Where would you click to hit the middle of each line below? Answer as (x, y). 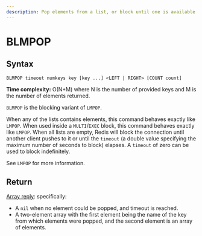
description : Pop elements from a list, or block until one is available (101, 12)
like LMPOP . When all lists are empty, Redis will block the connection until (95, 132)
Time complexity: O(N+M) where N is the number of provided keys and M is (101, 89)
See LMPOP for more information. (46, 163)
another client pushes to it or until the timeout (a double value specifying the (101, 138)
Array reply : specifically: (36, 197)
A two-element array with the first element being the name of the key (101, 215)
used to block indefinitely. (38, 151)
